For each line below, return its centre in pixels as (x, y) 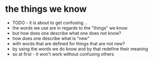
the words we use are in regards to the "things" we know (70, 28)
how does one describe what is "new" (51, 38)
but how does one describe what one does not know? (67, 33)
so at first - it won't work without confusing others (63, 54)
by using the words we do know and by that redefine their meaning (80, 49)
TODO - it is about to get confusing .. (50, 23)
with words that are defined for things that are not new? (69, 43)
